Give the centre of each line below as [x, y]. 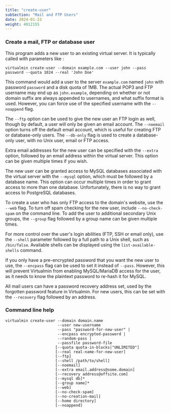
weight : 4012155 [22, 24]
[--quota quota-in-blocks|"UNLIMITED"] [97, 347]
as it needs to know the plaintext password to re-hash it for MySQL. [76, 276]
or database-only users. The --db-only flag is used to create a [70, 135]
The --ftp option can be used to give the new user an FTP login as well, [80, 119]
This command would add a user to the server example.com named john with [84, 81]
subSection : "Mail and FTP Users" [42, 15]
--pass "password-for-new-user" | [94, 329]
